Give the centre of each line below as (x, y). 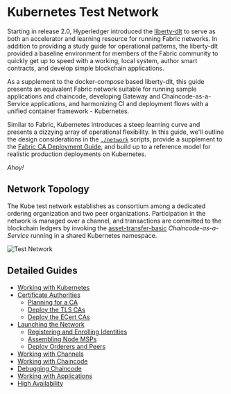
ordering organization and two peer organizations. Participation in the (106, 213)
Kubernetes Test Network (83, 12)
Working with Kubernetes (53, 287)
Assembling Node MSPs (62, 339)
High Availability (40, 383)
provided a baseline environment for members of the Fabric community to (113, 53)
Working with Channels (51, 354)
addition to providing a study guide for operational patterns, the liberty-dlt (113, 46)
